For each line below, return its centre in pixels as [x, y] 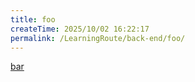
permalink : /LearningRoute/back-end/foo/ [98, 38]
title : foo [33, 19]
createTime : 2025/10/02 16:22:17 [80, 29]
